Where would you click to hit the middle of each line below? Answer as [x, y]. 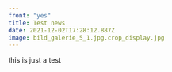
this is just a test [35, 60]
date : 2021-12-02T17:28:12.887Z [61, 30]
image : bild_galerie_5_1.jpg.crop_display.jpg [86, 38]
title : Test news [37, 23]
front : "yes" [30, 15]
